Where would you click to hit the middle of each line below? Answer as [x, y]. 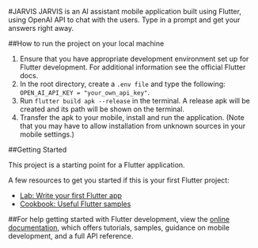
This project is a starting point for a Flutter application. [97, 165]
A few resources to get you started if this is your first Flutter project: [119, 180]
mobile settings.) [47, 134]
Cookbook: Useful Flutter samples [75, 204]
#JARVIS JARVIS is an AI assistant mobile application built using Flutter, [125, 11]
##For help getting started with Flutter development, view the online [119, 219]
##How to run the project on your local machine [86, 43]
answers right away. [41, 28]
